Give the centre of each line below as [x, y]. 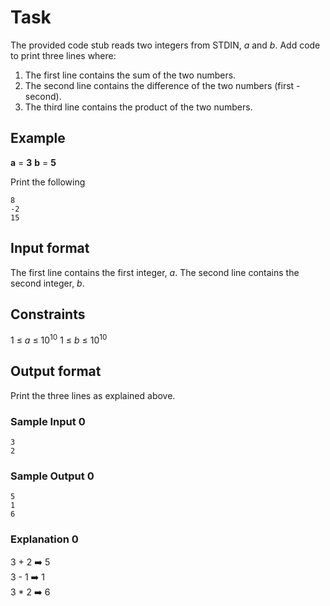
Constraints [48, 314]
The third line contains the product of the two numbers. [138, 107]
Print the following [48, 182]
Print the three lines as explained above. [93, 395]
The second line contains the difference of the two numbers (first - [162, 85]
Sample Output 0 [52, 476]
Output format [56, 371]
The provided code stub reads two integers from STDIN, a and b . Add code [165, 45]
